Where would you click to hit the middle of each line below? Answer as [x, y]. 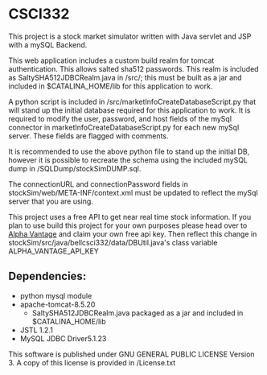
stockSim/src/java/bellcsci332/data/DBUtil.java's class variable [113, 242]
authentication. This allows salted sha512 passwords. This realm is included [133, 68]
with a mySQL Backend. [48, 44]
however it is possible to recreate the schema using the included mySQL [128, 160]
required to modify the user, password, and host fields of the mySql [120, 118]
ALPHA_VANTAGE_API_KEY [53, 251]
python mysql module [56, 295]
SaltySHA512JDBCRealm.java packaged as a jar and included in [138, 313]
